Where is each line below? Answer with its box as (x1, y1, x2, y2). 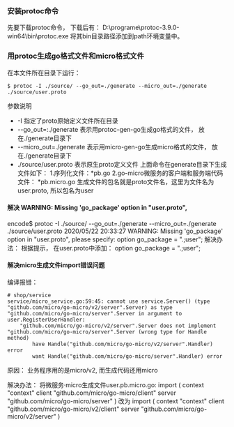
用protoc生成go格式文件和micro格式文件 (7, 51, 145, 61)
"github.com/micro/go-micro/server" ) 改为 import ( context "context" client (7, 397, 225, 405)
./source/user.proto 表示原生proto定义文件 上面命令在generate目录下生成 (17, 160, 227, 168)
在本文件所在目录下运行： (7, 68, 81, 77)
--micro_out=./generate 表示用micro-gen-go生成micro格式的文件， (17, 142, 210, 151)
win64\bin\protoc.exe (7, 32, 69, 40)
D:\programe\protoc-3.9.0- (102, 23, 180, 32)
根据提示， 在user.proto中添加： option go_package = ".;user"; (20, 244, 201, 252)
